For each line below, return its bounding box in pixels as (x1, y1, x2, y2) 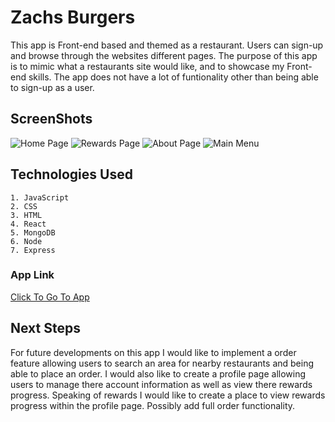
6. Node (10, 236, 43, 246)
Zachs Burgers (10, 6, 136, 29)
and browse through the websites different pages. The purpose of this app (10, 49, 318, 61)
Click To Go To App (10, 291, 90, 303)
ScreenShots (10, 111, 93, 128)
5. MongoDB (10, 227, 56, 238)
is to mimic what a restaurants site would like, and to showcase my (10, 60, 285, 72)
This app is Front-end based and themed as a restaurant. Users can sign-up (10, 39, 324, 51)
